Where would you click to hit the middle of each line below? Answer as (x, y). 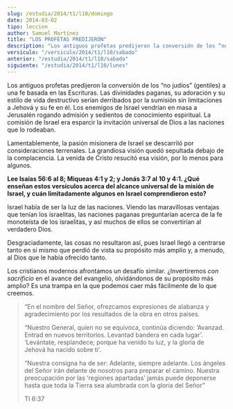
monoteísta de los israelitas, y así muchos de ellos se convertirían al (104, 222)
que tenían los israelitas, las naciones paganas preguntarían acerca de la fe (115, 214)
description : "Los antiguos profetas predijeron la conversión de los (111, 46)
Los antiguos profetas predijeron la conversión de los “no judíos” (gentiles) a (116, 85)
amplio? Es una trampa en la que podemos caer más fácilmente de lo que (112, 285)
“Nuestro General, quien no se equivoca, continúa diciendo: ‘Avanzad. (124, 327)
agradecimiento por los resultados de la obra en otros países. (112, 314)
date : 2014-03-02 (32, 20)
